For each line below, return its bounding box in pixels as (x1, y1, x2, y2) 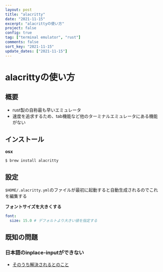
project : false (5, 26, 37, 31)
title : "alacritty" (5, 12, 46, 17)
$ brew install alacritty (5, 158, 58, 163)
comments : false (5, 40, 39, 45)
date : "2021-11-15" (5, 16, 46, 21)
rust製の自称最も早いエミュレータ (12, 107, 82, 113)
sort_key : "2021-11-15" (5, 44, 54, 49)
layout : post (5, 7, 32, 12)
